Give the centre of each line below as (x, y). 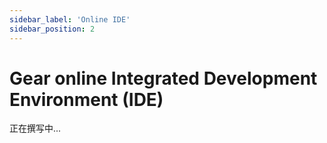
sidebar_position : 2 (52, 29)
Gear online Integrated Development (163, 78)
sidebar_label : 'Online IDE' (70, 19)
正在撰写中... (35, 128)
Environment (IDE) (86, 99)
